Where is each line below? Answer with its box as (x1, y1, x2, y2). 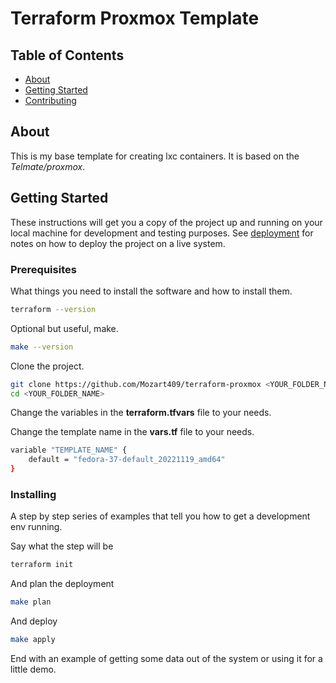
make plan (10, 597, 52, 607)
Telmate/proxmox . (10, 160, 86, 172)
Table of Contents (10, 47, 125, 64)
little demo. (10, 663, 57, 675)
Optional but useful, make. (10, 322, 119, 334)
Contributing (24, 95, 77, 106)
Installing (10, 487, 57, 501)
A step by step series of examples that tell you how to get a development (10, 510, 311, 522)
